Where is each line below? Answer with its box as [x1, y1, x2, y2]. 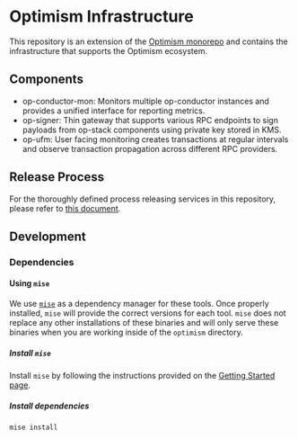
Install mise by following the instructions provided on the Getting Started [9, 371, 276, 381]
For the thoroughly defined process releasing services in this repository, [9, 193, 276, 204]
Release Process [9, 169, 105, 185]
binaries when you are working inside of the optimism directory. [9, 327, 244, 338]
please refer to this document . [9, 202, 121, 213]
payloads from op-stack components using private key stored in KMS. [22, 124, 282, 135]
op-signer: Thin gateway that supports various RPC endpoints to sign [22, 114, 278, 125]
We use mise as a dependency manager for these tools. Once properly [9, 299, 269, 309]
